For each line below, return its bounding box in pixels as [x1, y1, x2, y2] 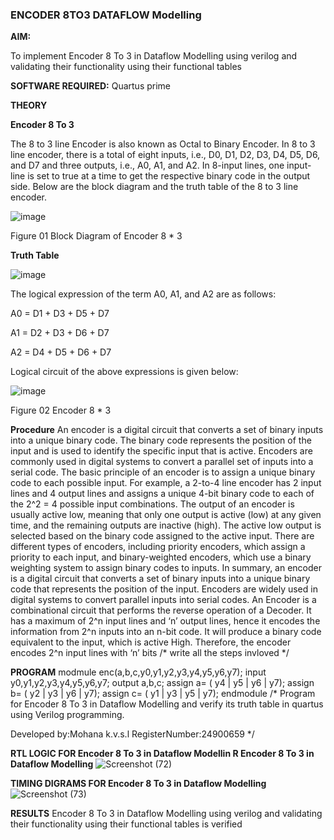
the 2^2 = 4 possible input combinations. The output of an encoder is [10, 498, 295, 510]
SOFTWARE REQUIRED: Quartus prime [10, 80, 172, 92]
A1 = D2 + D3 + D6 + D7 [10, 327, 110, 339]
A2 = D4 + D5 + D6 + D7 [10, 346, 112, 358]
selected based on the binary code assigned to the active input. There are [10, 530, 315, 542]
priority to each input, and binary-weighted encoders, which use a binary [10, 551, 312, 563]
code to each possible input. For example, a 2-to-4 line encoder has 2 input [10, 477, 322, 489]
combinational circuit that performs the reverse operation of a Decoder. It [10, 604, 312, 617]
